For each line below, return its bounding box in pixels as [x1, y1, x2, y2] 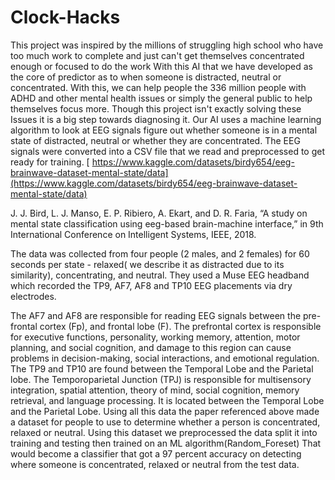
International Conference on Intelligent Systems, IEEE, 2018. [10, 228, 257, 240]
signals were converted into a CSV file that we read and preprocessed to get [10, 145, 326, 157]
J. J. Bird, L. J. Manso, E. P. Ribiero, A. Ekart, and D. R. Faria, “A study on [10, 207, 308, 219]
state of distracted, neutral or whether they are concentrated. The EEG [10, 134, 301, 146]
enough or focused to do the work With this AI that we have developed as [10, 60, 313, 72]
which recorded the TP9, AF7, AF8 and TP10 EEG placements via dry [10, 279, 293, 291]
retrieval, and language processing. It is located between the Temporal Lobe [10, 394, 325, 406]
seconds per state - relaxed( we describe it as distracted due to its [10, 258, 285, 270]
